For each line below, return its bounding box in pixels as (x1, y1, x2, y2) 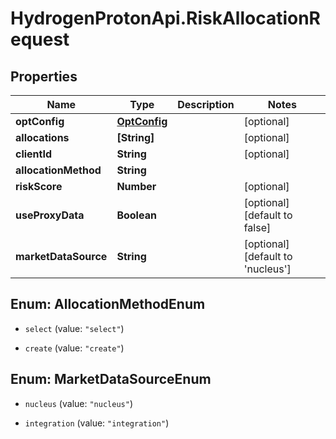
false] (243, 221, 272, 234)
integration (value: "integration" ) (24, 417, 170, 429)
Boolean (116, 208, 157, 222)
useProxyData (15, 208, 85, 222)
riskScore (15, 180, 63, 193)
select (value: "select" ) (24, 322, 125, 334)
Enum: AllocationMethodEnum (10, 296, 206, 313)
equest (10, 28, 70, 51)
